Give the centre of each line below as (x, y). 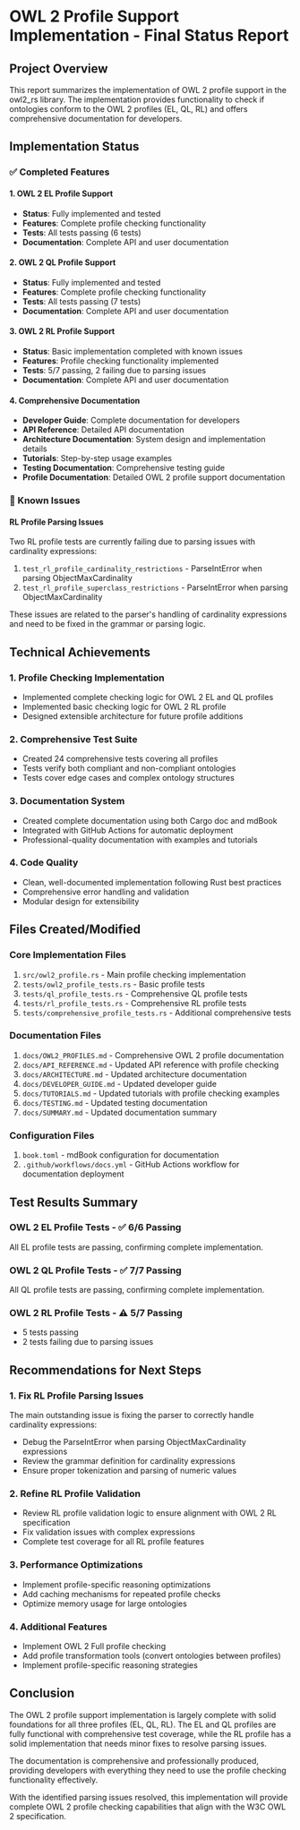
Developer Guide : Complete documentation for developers (131, 420)
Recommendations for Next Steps (105, 1370)
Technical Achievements (80, 652)
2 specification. (38, 1816)
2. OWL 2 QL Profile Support (63, 262)
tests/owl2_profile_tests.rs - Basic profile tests (114, 984)
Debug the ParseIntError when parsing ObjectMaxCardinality (134, 1442)
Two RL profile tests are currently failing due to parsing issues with (133, 542)
